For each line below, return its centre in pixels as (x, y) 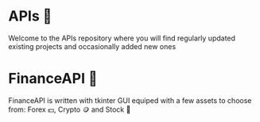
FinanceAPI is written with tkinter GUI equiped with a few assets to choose (130, 100)
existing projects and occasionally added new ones (92, 46)
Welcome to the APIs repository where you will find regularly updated (122, 38)
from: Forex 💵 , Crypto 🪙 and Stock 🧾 (70, 109)
